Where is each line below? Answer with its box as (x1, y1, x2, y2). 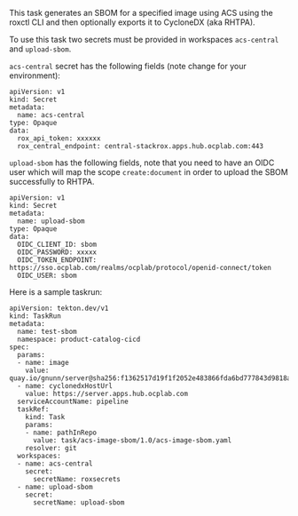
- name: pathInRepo (25, 428, 98, 437)
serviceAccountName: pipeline (17, 397, 129, 406)
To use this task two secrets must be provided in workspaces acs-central (9, 35, 279, 44)
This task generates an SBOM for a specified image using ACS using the (9, 8, 273, 18)
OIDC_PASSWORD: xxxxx (17, 248, 98, 257)
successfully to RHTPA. (9, 177, 95, 187)
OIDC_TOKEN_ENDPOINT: (17, 256, 98, 265)
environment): (9, 70, 60, 81)
